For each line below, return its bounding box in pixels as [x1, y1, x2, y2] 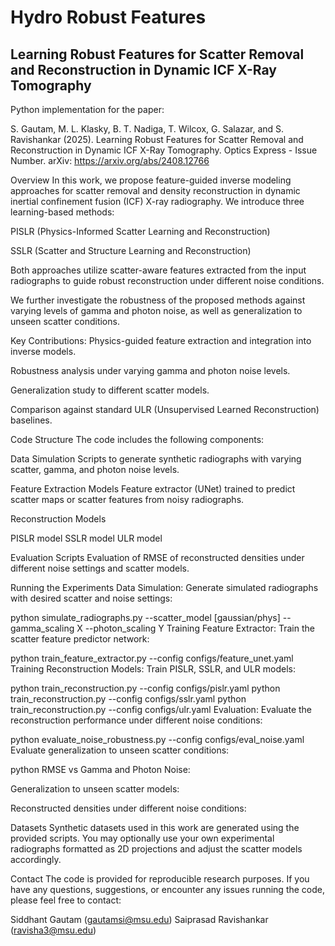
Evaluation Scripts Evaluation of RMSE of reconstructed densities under [10, 552, 305, 563]
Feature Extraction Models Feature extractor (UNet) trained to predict [10, 483, 296, 495]
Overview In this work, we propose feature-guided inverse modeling [10, 174, 292, 186]
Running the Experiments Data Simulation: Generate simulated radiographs [10, 582, 319, 593]
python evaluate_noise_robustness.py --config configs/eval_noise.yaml [10, 734, 305, 745]
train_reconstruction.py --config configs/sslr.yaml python [10, 693, 247, 705]
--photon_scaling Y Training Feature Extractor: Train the [84, 622, 315, 634]
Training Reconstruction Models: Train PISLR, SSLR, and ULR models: [10, 663, 297, 675]
